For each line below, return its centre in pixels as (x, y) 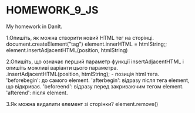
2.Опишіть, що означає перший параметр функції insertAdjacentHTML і (95, 61)
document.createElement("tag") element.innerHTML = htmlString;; (87, 44)
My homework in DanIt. (34, 26)
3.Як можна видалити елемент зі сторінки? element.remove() (82, 104)
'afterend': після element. (37, 93)
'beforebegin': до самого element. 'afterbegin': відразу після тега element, (98, 80)
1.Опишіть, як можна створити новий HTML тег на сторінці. (80, 37)
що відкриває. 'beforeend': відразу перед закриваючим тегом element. (95, 86)
